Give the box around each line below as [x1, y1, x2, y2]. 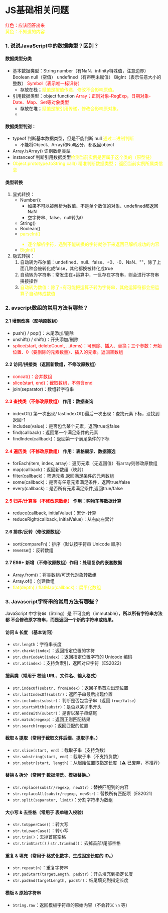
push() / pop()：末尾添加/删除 [12, 330, 74, 336]
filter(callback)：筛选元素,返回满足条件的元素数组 [12, 473, 114, 479]
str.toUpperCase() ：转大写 [12, 821, 69, 828]
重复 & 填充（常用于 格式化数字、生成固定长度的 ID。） [5, 853, 116, 859]
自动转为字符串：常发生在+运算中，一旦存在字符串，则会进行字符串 [20, 272, 159, 278]
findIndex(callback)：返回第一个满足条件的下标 [12, 436, 110, 441]
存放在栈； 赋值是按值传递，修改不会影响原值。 [20, 86, 117, 93]
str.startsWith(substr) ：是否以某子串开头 [12, 703, 102, 709]
